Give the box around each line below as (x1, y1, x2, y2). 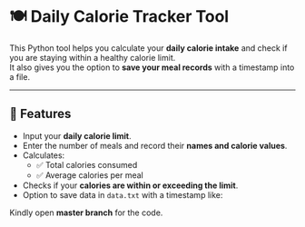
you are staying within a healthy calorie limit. (9, 52, 176, 63)
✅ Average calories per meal (35, 169, 143, 181)
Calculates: (22, 150, 65, 161)
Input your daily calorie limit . (22, 130, 132, 141)
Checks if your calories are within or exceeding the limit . (22, 180, 239, 191)
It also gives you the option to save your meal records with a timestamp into (9, 62, 295, 73)
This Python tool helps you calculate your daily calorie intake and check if (9, 42, 288, 54)
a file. (9, 71, 30, 82)
